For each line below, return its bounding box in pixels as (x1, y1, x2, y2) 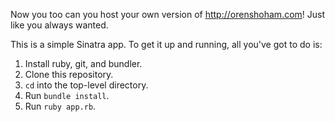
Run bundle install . (24, 90, 110, 101)
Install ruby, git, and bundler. (24, 58, 143, 69)
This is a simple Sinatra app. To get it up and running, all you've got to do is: (10, 39, 323, 50)
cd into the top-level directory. (24, 79, 149, 91)
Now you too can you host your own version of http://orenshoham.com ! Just (10, 9, 326, 20)
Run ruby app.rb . (24, 100, 97, 112)
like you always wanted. (10, 19, 109, 31)
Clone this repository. (24, 69, 114, 80)
